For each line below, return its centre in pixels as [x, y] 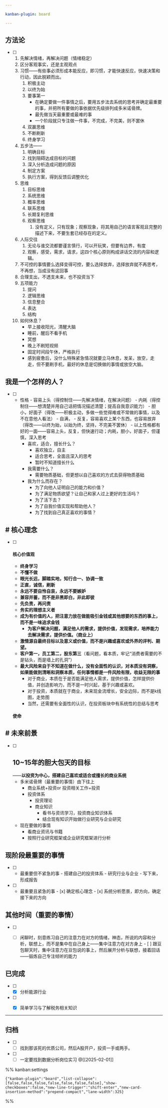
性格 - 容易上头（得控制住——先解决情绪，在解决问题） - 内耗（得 [88, 400]
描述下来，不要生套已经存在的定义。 [72, 233]
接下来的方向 [33, 898]
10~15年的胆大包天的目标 [51, 763]
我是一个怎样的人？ [35, 382]
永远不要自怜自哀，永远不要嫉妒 [53, 591]
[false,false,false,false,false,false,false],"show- [61, 1083]
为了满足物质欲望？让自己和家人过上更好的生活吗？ [87, 494]
